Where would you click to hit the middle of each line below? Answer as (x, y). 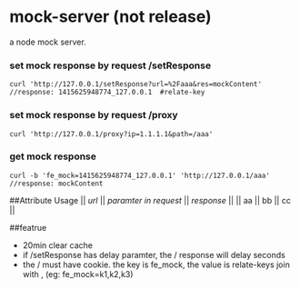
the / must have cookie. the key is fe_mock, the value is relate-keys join (156, 264)
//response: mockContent (56, 184)
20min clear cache (58, 245)
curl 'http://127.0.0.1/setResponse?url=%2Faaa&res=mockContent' (135, 85)
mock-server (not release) (110, 17)
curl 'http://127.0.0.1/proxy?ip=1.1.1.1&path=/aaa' (111, 134)
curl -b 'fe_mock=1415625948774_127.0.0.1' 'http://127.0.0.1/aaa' (140, 175)
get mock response (53, 156)
